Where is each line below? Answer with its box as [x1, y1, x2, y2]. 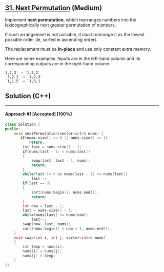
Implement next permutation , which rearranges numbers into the [5, 17, 137, 22]
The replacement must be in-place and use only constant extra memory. [5, 46, 151, 52]
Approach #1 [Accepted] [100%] [5, 111, 72, 117]
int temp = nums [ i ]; [22, 244, 64, 249]
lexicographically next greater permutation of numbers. [5, 22, 116, 28]
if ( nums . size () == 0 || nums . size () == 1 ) [20, 136, 108, 140]
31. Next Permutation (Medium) [5, 4, 102, 12]
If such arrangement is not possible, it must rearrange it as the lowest [5, 31, 145, 37]
